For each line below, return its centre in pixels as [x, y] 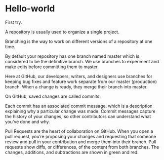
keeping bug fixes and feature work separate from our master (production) [81, 81]
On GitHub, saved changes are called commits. [53, 96]
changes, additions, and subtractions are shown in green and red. [72, 152]
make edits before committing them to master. [52, 67]
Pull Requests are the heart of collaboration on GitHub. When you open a [79, 131]
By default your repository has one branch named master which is [72, 56]
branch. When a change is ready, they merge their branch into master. [76, 86]
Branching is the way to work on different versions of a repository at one [79, 41]
